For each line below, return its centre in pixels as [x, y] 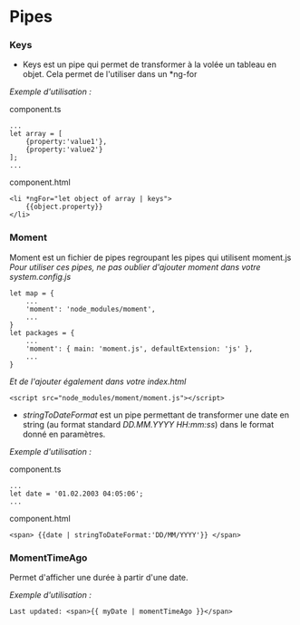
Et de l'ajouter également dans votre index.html [98, 381]
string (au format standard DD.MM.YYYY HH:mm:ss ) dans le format [148, 424]
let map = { [32, 293]
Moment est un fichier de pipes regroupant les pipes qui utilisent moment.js [150, 257]
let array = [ [36, 134]
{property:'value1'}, [66, 142]
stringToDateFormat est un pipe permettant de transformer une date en [156, 415]
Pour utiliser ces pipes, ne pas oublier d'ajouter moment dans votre [135, 267]
